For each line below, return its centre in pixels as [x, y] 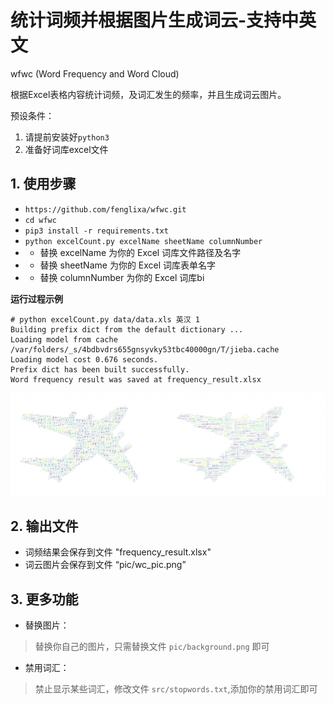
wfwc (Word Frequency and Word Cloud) [95, 73]
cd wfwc [40, 220]
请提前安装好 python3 [67, 137]
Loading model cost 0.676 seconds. [84, 359]
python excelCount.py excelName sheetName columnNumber [143, 241]
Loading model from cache [64, 339]
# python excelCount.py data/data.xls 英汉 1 [105, 319]
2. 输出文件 [44, 526]
